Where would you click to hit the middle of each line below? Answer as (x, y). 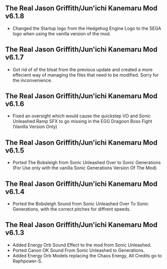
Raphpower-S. (27, 261)
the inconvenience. (32, 80)
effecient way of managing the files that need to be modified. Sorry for (86, 75)
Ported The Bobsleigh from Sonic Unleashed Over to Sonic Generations (87, 163)
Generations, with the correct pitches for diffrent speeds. (71, 209)
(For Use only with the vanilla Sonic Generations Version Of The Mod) (85, 168)
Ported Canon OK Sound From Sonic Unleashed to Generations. (78, 250)
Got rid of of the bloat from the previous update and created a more (82, 70)
